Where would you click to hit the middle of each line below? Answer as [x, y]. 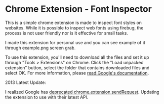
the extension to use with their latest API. [47, 97]
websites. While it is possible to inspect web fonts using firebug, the [74, 27]
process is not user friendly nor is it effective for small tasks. [67, 33]
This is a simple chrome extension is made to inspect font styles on [74, 23]
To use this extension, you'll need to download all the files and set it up [77, 57]
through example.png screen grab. [40, 48]
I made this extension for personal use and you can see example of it [75, 42]
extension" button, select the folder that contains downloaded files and [77, 68]
